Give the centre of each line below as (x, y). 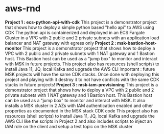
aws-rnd (23, 9)
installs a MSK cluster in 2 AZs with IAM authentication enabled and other (79, 106)
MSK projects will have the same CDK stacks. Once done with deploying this (82, 74)
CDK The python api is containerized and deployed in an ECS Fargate (75, 32)
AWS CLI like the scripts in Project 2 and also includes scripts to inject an (79, 121)
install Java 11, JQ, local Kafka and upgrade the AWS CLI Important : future (80, 69)
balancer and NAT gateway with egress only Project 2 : (61, 43)
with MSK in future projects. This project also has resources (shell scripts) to (82, 64)
